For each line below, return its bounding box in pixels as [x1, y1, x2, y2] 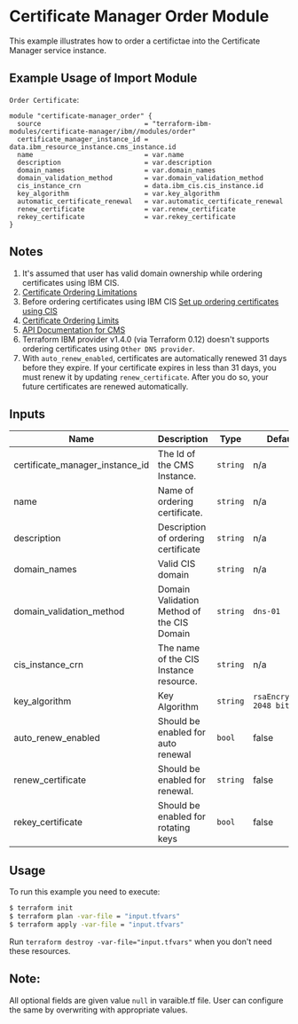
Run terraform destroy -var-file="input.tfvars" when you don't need [9, 936, 272, 947]
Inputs [9, 406, 46, 421]
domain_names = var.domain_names [17, 166, 216, 175]
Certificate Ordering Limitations [21, 287, 137, 297]
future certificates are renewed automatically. [21, 381, 189, 391]
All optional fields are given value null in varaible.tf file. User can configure [9, 995, 284, 1005]
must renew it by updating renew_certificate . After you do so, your [21, 371, 269, 382]
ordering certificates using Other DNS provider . [21, 343, 195, 354]
